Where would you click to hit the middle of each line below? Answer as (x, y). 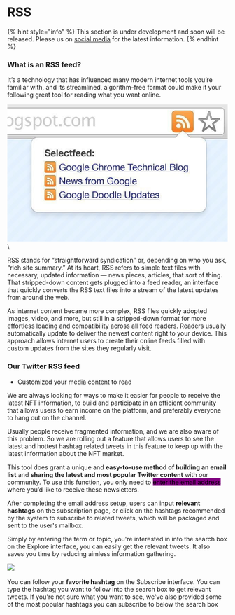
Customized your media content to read (74, 382)
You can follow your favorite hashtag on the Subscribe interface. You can (114, 581)
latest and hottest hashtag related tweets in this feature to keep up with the (115, 446)
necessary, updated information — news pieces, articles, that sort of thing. (115, 275)
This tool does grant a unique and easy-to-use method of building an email (117, 467)
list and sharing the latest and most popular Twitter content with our (108, 474)
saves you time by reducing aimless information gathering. (92, 553)
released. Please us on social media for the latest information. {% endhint (113, 39)
